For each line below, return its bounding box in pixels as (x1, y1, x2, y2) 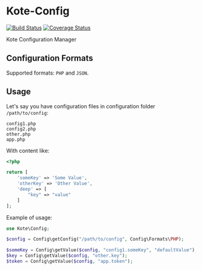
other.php (6, 131, 31, 137)
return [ (6, 170, 28, 176)
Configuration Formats (6, 53, 93, 64)
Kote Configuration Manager (6, 35, 77, 43)
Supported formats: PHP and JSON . (6, 69, 89, 76)
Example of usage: (6, 213, 53, 221)
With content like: (6, 147, 50, 154)
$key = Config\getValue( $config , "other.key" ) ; (6, 253, 128, 259)
